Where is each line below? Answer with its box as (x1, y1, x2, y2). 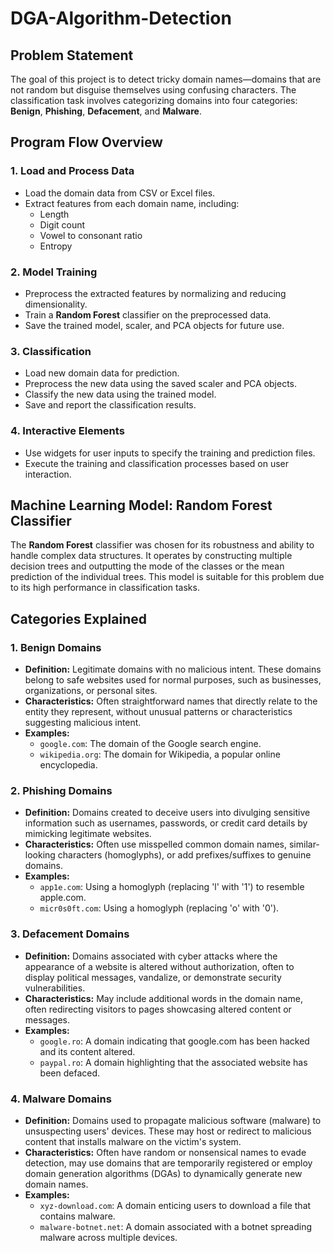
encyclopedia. (39, 759, 98, 771)
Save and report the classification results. (24, 399, 197, 411)
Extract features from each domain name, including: (24, 197, 240, 209)
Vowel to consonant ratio (39, 229, 143, 241)
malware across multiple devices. (39, 1231, 178, 1243)
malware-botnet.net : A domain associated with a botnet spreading (39, 1220, 313, 1232)
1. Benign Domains (10, 640, 102, 654)
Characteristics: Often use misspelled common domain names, (24, 838, 288, 851)
